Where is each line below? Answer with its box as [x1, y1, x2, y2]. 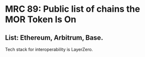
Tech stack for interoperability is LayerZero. [5, 47, 93, 52]
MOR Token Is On [5, 14, 76, 25]
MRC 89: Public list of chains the [5, 3, 141, 15]
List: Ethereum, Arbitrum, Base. [5, 33, 103, 42]
